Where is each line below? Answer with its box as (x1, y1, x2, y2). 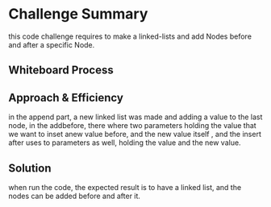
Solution (8, 161, 52, 175)
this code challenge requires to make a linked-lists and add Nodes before (8, 31, 252, 41)
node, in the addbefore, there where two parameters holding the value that (8, 121, 256, 130)
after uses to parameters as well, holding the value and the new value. (8, 138, 241, 147)
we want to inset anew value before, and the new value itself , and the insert (8, 130, 262, 139)
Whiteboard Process (8, 64, 115, 77)
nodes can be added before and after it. (8, 191, 141, 201)
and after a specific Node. (8, 39, 95, 49)
